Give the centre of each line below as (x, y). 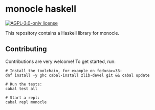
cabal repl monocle (26, 102)
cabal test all (21, 89)
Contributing (26, 49)
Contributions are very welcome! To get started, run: (61, 61)
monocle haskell (41, 9)
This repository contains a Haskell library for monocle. (62, 33)
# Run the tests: (24, 84)
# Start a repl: (23, 98)
